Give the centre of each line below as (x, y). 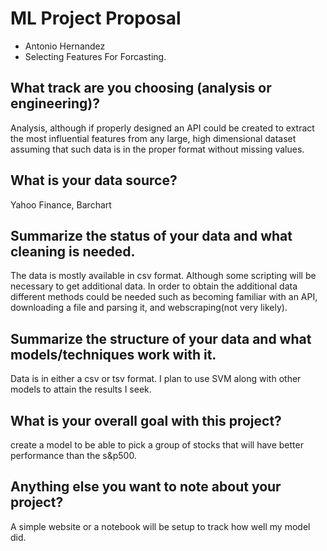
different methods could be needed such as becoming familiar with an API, (164, 297)
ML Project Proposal (96, 18)
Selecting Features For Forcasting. (95, 56)
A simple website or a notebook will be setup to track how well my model (160, 526)
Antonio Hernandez (65, 46)
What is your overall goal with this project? (146, 420)
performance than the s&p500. (73, 455)
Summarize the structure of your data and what (161, 338)
